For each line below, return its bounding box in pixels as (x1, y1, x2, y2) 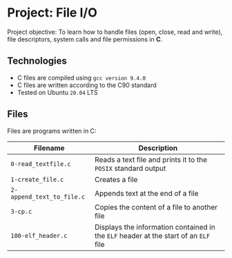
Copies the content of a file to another (94, 202, 218, 212)
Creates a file (94, 174, 138, 184)
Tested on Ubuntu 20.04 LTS (17, 88, 98, 96)
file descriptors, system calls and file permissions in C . (7, 35, 163, 43)
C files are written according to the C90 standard (17, 81, 157, 89)
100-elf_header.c (10, 232, 68, 239)
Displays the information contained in (94, 222, 215, 232)
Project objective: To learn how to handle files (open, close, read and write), (7, 28, 223, 36)
